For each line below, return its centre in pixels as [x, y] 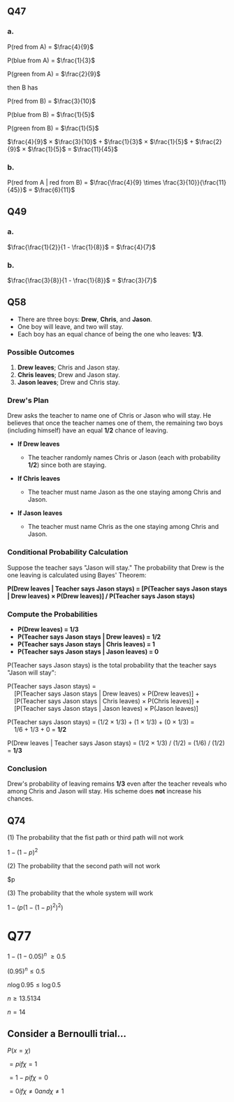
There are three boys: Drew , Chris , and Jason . [85, 319]
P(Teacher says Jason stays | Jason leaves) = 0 [88, 651]
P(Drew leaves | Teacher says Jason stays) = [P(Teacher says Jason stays [117, 588]
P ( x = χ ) [19, 1051]
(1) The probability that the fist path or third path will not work [95, 838]
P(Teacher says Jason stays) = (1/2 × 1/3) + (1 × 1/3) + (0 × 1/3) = [101, 722]
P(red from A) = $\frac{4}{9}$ [51, 47]
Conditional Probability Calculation [68, 552]
